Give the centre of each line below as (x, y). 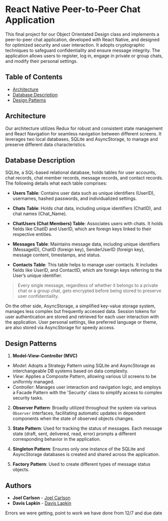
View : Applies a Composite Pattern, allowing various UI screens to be (84, 376)
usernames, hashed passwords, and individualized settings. (75, 198)
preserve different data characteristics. (46, 144)
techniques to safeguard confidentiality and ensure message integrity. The (83, 50)
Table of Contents (34, 77)
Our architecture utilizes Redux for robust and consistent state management (84, 128)
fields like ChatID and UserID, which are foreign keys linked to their (82, 229)
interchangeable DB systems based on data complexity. (70, 371)
